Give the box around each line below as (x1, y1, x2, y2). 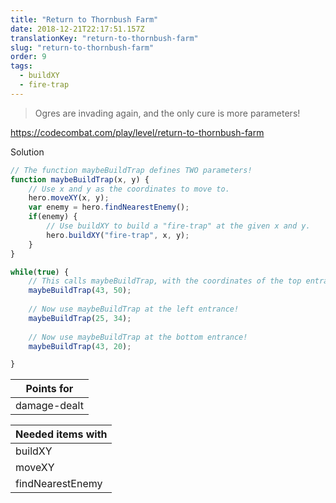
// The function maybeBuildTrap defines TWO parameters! (10, 165, 253, 175)
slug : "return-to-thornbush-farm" (10, 42, 155, 53)
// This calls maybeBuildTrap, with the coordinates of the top (28, 276, 302, 286)
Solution (10, 146, 45, 158)
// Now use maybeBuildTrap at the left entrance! (28, 304, 240, 314)
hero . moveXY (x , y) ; (28, 193, 110, 203)
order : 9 (10, 52, 47, 62)
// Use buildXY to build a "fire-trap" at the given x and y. (46, 221, 311, 231)
